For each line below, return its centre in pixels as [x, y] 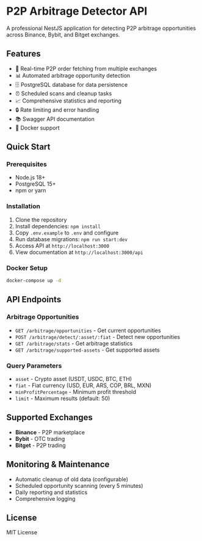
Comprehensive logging [45, 498]
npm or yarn [31, 191]
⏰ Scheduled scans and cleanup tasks [63, 93]
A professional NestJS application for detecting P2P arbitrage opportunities [101, 28]
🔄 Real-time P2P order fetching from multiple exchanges [86, 68]
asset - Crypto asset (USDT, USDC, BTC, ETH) [74, 379]
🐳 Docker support [37, 128]
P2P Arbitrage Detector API [77, 11]
